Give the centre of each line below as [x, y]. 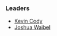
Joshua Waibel [32, 27]
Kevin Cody [28, 21]
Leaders [18, 8]
